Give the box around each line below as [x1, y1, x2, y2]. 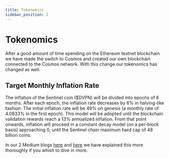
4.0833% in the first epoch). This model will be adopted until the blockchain [5, 111, 163, 117]
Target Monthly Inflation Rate [5, 81, 100, 90]
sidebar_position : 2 [5, 12, 49, 17]
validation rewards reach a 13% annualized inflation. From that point [5, 116, 147, 122]
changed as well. [5, 67, 41, 73]
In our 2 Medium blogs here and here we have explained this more [5, 142, 143, 148]
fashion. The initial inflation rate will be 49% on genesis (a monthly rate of [5, 106, 159, 112]
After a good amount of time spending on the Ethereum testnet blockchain [5, 50, 160, 57]
